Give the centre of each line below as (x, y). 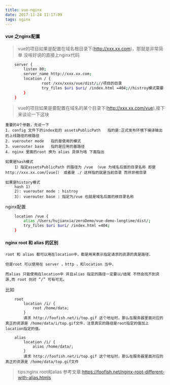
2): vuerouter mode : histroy (46, 191)
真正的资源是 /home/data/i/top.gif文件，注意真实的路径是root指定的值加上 (77, 324)
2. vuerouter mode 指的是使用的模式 (43, 141)
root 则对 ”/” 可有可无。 (42, 280)
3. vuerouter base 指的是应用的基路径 (45, 146)
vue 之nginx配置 (23, 36)
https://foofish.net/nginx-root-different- (123, 372)
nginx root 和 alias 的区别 (32, 242)
